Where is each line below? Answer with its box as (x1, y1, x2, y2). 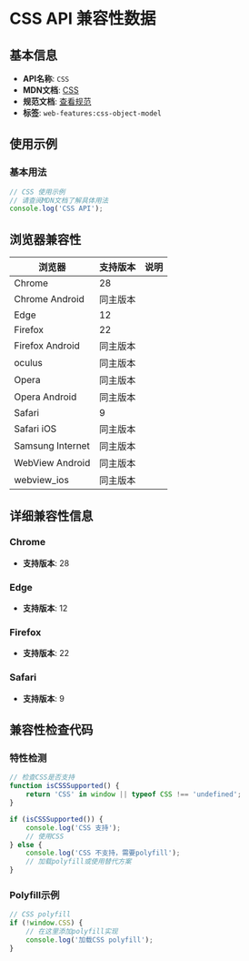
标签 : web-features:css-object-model (22, 107, 162, 118)
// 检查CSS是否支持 (9, 773, 75, 783)
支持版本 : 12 (22, 602, 68, 614)
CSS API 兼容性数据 (9, 8, 156, 29)
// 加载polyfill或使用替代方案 (25, 857, 132, 866)
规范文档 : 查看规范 (22, 96, 92, 106)
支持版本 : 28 (22, 557, 70, 569)
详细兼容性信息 (9, 508, 94, 523)
